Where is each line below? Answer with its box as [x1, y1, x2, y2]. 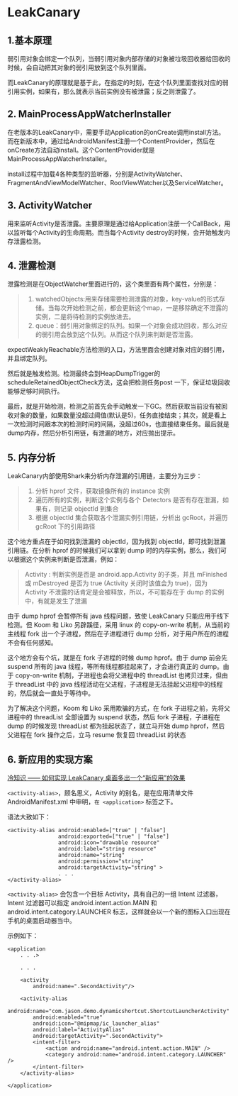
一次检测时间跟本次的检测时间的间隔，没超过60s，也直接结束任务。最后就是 [7, 420, 229, 428]
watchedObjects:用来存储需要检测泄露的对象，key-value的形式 [35, 295, 220, 304]
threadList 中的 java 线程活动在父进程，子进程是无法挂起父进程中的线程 [15, 680, 223, 689]
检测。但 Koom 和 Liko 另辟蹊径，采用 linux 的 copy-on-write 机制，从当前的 [7, 621, 230, 629]
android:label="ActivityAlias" [33, 1026, 125, 1034]
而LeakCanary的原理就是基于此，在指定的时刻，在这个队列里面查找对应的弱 [7, 79, 229, 87]
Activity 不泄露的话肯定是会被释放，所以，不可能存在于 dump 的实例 [24, 588, 225, 597]
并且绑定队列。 [7, 354, 51, 362]
